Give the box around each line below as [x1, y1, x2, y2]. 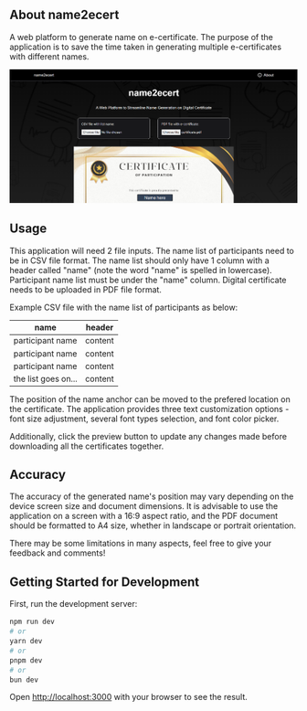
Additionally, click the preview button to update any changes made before [9, 430, 288, 441]
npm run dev [9, 617, 55, 627]
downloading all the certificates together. [9, 440, 164, 451]
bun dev [9, 675, 39, 684]
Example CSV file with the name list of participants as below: [9, 302, 238, 313]
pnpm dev [9, 655, 43, 665]
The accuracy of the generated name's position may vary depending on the [9, 491, 294, 502]
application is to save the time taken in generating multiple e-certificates [9, 41, 281, 52]
